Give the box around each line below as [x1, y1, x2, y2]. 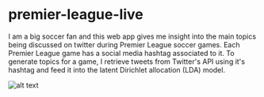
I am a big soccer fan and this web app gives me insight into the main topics [8, 32, 256, 41]
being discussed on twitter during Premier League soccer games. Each [8, 39, 240, 49]
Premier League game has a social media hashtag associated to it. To [8, 48, 235, 58]
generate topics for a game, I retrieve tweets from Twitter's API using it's [8, 57, 246, 66]
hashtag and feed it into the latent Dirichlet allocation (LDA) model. [8, 65, 226, 74]
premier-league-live [8, 6, 144, 24]
